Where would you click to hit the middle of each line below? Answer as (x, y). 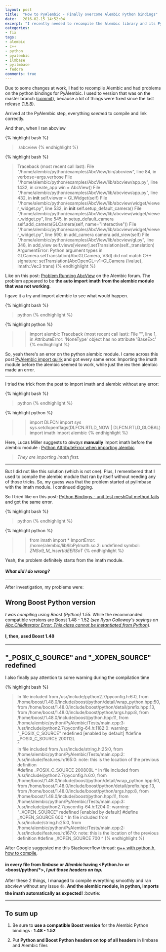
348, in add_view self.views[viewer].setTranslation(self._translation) (86, 245)
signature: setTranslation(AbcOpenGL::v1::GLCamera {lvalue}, (80, 261)
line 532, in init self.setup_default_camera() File (93, 208)
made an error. (20, 370)
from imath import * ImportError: (62, 540)
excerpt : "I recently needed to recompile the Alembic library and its (80, 23)
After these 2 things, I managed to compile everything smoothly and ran (78, 881)
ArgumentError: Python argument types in (60, 250)
